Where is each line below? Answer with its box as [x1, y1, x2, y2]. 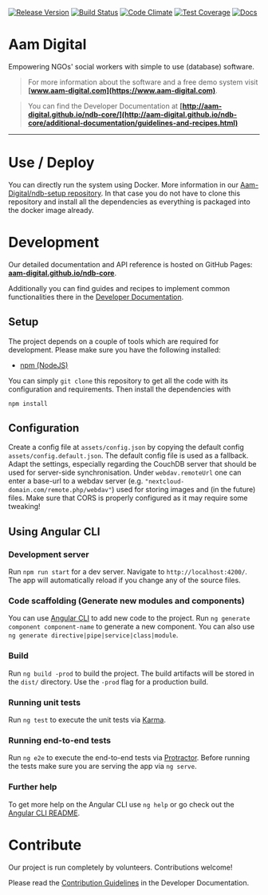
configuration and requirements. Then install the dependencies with [8, 384, 231, 394]
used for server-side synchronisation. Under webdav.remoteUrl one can [8, 467, 242, 478]
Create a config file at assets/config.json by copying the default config [8, 443, 245, 452]
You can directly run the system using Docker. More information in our [8, 179, 239, 189]
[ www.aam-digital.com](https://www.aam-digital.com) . [27, 85, 218, 95]
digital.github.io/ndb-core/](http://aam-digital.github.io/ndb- [27, 109, 238, 119]
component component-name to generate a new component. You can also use [8, 622, 255, 632]
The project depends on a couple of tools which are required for [8, 336, 219, 346]
